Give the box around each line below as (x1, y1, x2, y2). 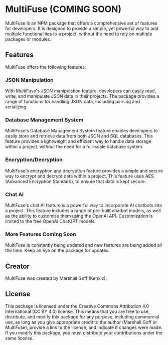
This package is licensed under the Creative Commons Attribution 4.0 (5, 303, 149, 309)
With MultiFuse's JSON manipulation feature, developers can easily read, (5, 88, 156, 94)
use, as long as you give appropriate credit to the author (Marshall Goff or (5, 319, 157, 325)
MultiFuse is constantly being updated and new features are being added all (5, 242, 162, 248)
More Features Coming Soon (5, 231, 76, 238)
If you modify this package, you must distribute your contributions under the (5, 329, 163, 335)
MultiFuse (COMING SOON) (5, 4, 122, 15)
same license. (5, 335, 34, 341)
